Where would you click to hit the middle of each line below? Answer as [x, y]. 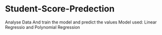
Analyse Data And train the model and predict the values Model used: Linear [81, 22]
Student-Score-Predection [60, 9]
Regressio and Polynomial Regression [43, 27]
